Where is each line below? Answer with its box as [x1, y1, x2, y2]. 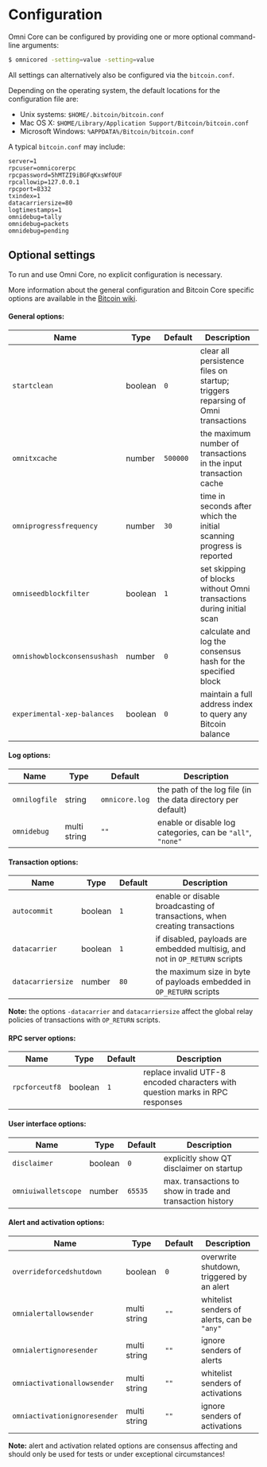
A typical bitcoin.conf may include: [8, 142, 126, 151]
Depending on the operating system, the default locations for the [8, 85, 221, 95]
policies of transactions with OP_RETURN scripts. [8, 1015, 161, 1024]
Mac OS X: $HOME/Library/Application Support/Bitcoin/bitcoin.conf [19, 118, 249, 127]
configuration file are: [8, 94, 79, 103]
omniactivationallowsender [12, 1379, 114, 1387]
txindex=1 [8, 192, 41, 200]
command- [219, 32, 256, 41]
